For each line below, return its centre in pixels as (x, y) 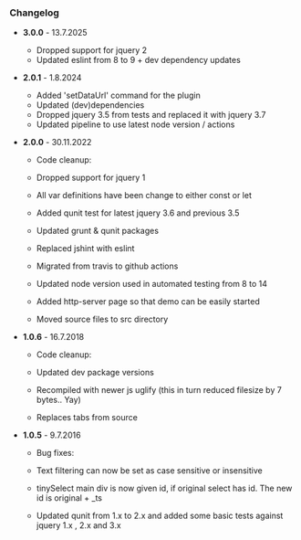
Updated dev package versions (95, 373)
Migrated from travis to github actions (107, 266)
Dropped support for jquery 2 (92, 50)
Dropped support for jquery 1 (91, 178)
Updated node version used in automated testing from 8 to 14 (151, 284)
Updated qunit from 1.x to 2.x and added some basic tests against (160, 516)
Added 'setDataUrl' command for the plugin (118, 95)
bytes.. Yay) (59, 400)
